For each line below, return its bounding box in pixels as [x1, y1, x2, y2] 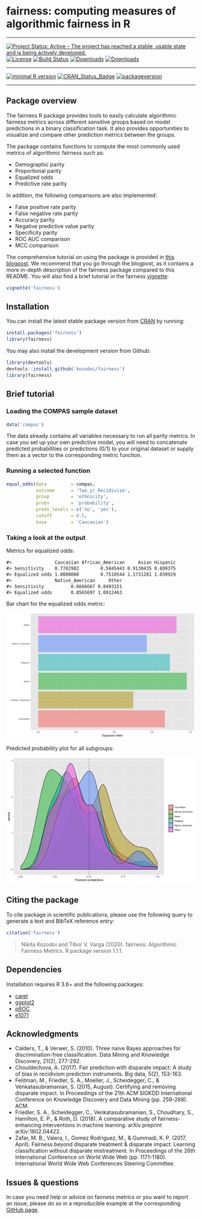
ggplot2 [14, 999, 35, 1006]
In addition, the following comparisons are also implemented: [6, 192, 158, 199]
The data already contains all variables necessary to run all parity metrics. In [6, 432, 195, 440]
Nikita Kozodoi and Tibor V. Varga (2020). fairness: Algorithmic [20, 941, 177, 948]
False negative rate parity [14, 210, 78, 217]
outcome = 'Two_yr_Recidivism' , [35, 487, 130, 493]
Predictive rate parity [14, 179, 67, 187]
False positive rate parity [14, 203, 76, 210]
